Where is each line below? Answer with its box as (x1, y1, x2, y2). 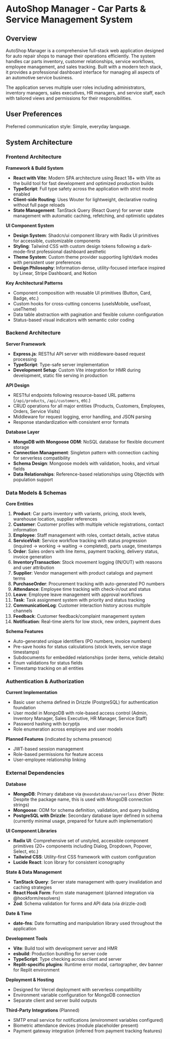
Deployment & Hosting (6, 977, 55, 983)
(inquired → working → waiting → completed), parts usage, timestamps (13, 543, 162, 549)
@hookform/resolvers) (13, 895, 60, 901)
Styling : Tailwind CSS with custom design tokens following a (13, 243, 140, 249)
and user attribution (13, 564, 55, 571)
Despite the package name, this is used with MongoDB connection (13, 796, 152, 802)
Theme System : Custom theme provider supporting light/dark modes (13, 254, 158, 260)
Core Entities (6, 501, 34, 507)
